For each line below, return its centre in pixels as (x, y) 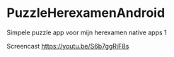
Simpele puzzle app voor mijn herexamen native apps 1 (87, 32)
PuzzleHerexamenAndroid (86, 13)
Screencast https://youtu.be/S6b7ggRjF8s (68, 46)
